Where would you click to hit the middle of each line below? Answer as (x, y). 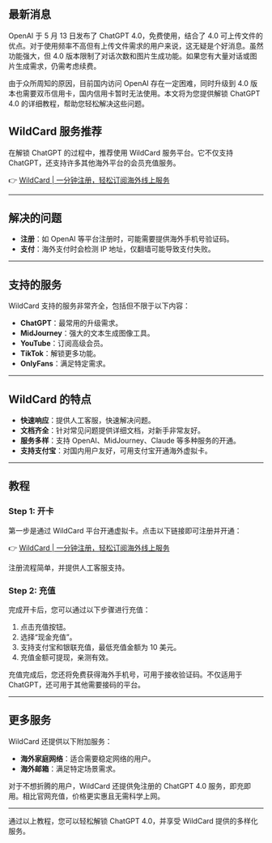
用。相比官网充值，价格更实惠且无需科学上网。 (86, 796)
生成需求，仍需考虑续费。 (58, 66)
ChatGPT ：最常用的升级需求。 (71, 323)
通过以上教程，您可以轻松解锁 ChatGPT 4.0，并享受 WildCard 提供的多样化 (134, 820)
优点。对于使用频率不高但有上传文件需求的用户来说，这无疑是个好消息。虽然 (136, 45)
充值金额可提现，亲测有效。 (66, 657)
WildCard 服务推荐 (55, 132)
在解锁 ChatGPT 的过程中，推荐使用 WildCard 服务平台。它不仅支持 (121, 152)
